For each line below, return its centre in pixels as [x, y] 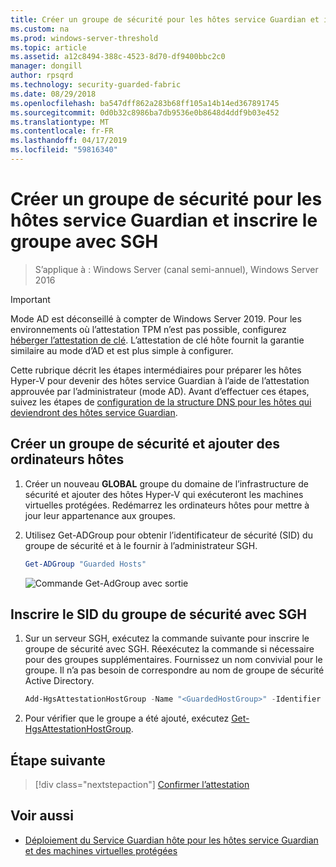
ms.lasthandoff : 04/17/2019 [69, 141]
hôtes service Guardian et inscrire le [164, 220]
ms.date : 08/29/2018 [53, 94]
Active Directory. [59, 681]
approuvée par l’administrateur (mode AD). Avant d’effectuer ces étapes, [160, 391]
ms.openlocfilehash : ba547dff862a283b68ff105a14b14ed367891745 [145, 103]
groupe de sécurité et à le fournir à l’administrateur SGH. [141, 545]
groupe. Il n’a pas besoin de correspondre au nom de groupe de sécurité [174, 670]
